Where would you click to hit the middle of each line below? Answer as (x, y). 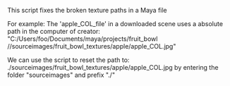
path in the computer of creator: (54, 31)
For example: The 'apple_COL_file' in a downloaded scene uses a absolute (115, 24)
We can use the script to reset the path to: (68, 60)
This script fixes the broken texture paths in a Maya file (87, 10)
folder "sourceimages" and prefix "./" (61, 75)
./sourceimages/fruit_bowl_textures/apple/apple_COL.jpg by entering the (113, 67)
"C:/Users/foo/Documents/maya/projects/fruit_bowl (83, 39)
